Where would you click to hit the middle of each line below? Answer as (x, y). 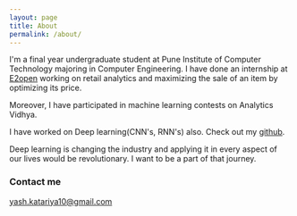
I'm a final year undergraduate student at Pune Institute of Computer (135, 60)
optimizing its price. (46, 88)
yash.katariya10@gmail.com (61, 201)
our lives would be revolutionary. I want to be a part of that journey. (133, 159)
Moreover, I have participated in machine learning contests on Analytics (141, 105)
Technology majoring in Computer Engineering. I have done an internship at (148, 69)
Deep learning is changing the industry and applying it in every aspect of (143, 149)
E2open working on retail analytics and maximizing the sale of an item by (144, 79)
